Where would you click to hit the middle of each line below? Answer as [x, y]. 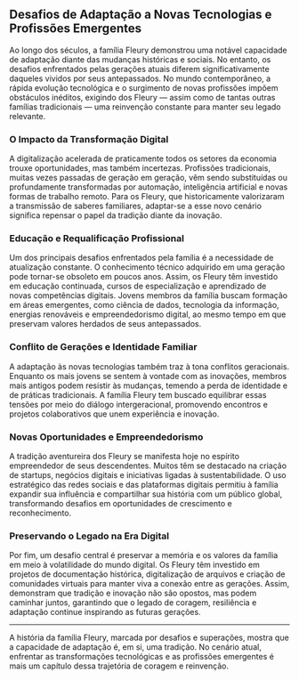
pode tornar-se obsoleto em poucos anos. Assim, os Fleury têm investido [144, 277]
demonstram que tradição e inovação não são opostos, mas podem [133, 593]
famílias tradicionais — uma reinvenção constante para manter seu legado [145, 107]
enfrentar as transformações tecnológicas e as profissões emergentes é [141, 657]
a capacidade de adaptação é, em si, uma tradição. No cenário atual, [136, 647]
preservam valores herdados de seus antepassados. [105, 324]
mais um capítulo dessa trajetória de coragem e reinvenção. [119, 666]
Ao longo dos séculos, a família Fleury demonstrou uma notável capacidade [148, 50]
